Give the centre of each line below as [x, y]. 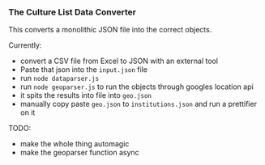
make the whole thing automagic [75, 144]
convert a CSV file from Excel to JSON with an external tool [119, 61]
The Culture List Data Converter [72, 12]
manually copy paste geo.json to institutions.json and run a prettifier [139, 104]
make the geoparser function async [79, 153]
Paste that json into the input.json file [84, 70]
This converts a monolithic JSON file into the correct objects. [110, 30]
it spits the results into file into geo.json [86, 95]
